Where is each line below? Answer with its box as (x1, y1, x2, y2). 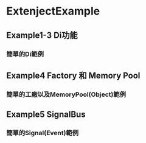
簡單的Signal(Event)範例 (6, 129, 79, 138)
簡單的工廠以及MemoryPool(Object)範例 (6, 90, 126, 99)
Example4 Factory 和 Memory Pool (6, 70, 141, 80)
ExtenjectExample (6, 4, 100, 18)
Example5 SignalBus (6, 110, 86, 120)
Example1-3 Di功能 (6, 30, 78, 40)
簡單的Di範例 (6, 50, 44, 58)
